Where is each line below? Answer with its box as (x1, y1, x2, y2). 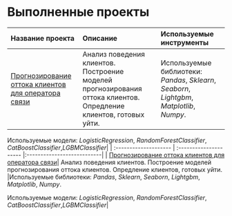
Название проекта (10, 33, 75, 43)
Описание (82, 33, 117, 43)
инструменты (160, 37, 209, 47)
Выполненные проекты (7, 4, 150, 20)
